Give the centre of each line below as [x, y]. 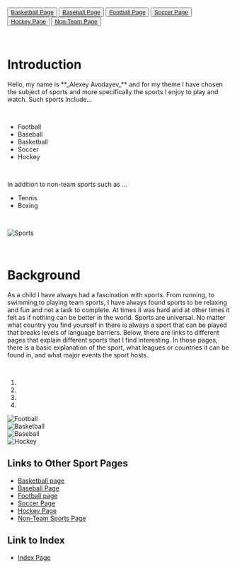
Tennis [27, 197]
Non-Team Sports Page [52, 518]
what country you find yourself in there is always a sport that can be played [117, 325]
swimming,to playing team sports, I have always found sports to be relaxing [117, 302]
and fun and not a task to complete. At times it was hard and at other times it [118, 310]
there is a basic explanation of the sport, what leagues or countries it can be [118, 347]
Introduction [45, 65]
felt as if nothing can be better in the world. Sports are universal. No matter [117, 317]
